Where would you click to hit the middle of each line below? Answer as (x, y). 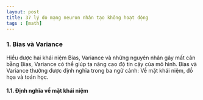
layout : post (23, 12)
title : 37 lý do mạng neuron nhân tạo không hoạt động (77, 18)
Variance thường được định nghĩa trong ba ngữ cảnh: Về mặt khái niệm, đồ (100, 70)
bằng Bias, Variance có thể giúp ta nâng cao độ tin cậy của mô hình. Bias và (101, 64)
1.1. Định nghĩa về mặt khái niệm (47, 91)
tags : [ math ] (24, 23)
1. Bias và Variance (34, 44)
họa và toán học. (27, 77)
